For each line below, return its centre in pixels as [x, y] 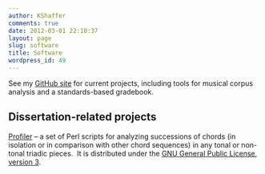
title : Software [35, 53]
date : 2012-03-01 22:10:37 [53, 30]
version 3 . [25, 162]
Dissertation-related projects [82, 117]
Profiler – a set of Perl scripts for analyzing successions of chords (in [122, 136]
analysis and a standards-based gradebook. [81, 91]
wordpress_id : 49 [37, 61]
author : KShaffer [37, 16]
